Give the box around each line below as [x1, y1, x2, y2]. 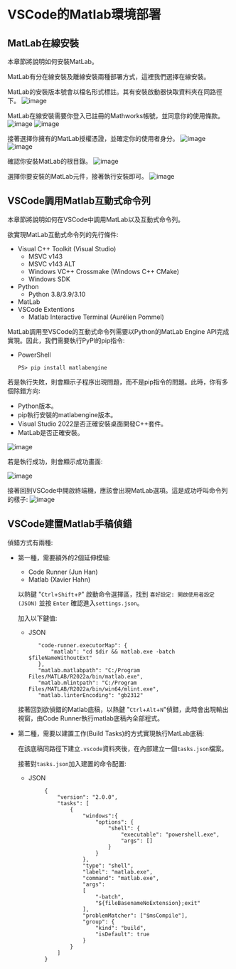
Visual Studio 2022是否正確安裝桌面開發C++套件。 [17, 419, 168, 428]
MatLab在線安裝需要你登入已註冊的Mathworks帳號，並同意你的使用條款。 [7, 112, 224, 120]
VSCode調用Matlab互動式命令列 [7, 195, 151, 207]
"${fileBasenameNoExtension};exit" [95, 899, 201, 906]
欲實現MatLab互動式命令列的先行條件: [7, 230, 119, 239]
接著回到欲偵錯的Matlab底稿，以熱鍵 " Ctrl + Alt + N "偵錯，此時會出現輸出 [17, 705, 229, 713]
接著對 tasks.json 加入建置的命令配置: [17, 759, 127, 768]
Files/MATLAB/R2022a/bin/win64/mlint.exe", [28, 685, 160, 693]
